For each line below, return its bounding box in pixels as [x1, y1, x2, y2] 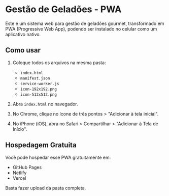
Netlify [12, 170, 27, 176]
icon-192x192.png [20, 87, 57, 92]
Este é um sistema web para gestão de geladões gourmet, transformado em [5, 20, 164, 26]
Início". [12, 126, 27, 132]
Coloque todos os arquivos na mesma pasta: [12, 60, 106, 66]
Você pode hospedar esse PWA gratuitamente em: [5, 154, 111, 160]
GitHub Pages [12, 164, 42, 170]
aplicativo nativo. [5, 31, 41, 37]
